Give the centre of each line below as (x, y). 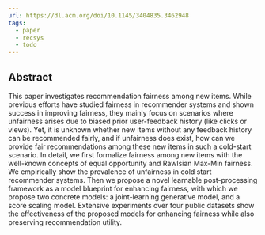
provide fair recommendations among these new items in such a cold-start (130, 146)
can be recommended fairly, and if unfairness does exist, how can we (122, 138)
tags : (17, 23)
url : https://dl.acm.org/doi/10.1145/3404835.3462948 (99, 15)
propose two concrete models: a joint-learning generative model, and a (124, 197)
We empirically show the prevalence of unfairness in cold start (110, 172)
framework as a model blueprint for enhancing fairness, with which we (123, 188)
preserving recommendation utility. (65, 222)
